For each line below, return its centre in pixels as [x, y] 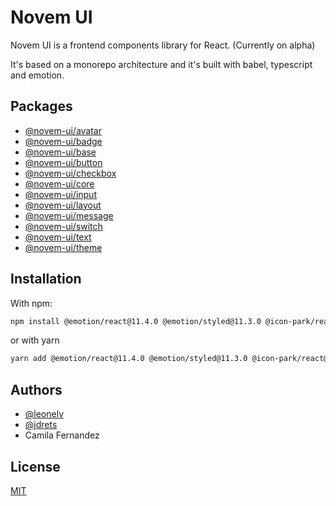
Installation [46, 279]
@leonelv [44, 414]
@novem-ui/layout [63, 205]
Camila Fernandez [62, 435]
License [35, 466]
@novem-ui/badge [63, 141]
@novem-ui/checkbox [70, 173]
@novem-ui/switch [63, 226]
